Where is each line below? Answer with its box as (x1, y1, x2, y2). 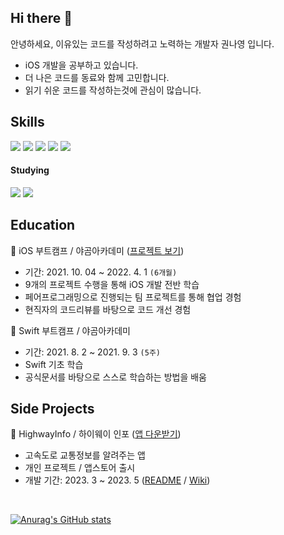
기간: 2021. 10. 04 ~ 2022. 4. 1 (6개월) (24, 266, 178, 278)
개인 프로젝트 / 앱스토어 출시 (24, 462, 136, 474)
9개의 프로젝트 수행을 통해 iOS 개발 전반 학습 (24, 278, 200, 290)
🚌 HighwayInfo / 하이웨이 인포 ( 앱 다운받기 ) (10, 428, 182, 440)
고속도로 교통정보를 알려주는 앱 (24, 449, 146, 461)
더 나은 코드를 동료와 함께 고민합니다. (24, 71, 170, 83)
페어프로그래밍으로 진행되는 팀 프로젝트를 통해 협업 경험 (24, 291, 242, 303)
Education (10, 217, 76, 234)
